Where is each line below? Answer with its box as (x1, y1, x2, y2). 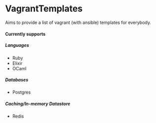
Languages (5, 42, 29, 48)
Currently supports (5, 31, 46, 37)
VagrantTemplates (5, 3, 83, 14)
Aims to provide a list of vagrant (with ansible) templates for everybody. (5, 19, 151, 25)
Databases (5, 77, 29, 83)
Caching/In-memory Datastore (5, 101, 71, 107)
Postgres (12, 89, 31, 95)
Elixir (12, 60, 23, 66)
